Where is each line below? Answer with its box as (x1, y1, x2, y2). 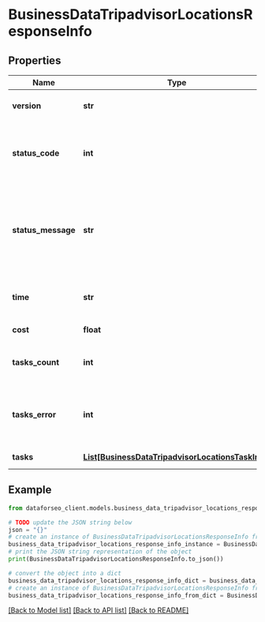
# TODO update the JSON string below (8, 519, 132, 526)
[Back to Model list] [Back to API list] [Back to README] (8, 605, 189, 615)
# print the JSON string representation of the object (8, 548, 192, 556)
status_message (12, 225, 77, 235)
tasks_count (12, 357, 60, 368)
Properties (8, 54, 62, 67)
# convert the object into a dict (8, 569, 122, 577)
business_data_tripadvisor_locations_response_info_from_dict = (8, 591, 224, 599)
